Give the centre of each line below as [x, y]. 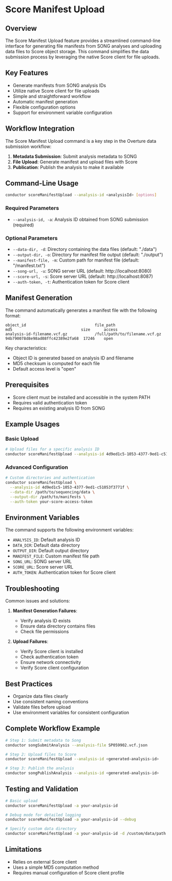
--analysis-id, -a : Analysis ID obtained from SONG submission [80, 219]
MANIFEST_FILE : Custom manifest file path [56, 556]
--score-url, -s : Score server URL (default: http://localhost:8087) [83, 276]
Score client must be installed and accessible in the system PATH [81, 397]
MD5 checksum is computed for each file [56, 363]
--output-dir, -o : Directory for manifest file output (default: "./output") [88, 254]
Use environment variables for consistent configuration [71, 712]
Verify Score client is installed [52, 652]
